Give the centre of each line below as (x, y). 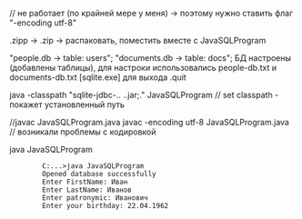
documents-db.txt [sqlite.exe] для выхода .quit (98, 77)
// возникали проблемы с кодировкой (83, 132)
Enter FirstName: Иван (85, 182)
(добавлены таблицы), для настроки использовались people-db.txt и (143, 68)
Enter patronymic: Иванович (95, 198)
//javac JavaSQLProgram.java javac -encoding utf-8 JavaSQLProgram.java (149, 122)
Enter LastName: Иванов (87, 190)
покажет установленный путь (67, 105)
